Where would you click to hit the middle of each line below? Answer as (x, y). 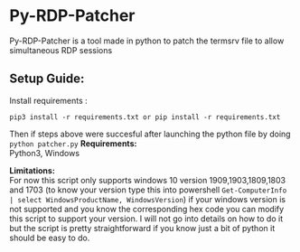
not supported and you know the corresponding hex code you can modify (147, 209)
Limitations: (33, 170)
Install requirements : (48, 100)
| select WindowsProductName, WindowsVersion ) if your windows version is (148, 199)
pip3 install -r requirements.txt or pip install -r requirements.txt (145, 117)
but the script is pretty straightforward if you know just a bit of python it (142, 228)
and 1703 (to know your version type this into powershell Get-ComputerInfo (148, 190)
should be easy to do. (50, 238)
